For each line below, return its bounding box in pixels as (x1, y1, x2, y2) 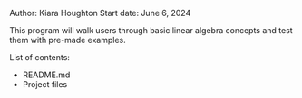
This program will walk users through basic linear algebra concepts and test (9, 25, 293, 35)
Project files (22, 79, 68, 89)
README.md (22, 69, 71, 80)
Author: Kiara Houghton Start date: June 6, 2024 (9, 8, 191, 18)
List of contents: (9, 52, 71, 62)
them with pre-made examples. (9, 35, 127, 45)
